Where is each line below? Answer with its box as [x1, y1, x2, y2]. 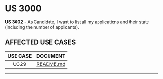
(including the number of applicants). [5, 24, 79, 30]
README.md [36, 61, 65, 67]
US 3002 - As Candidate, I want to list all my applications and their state [5, 19, 149, 25]
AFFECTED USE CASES [5, 38, 76, 47]
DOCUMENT [36, 52, 65, 59]
